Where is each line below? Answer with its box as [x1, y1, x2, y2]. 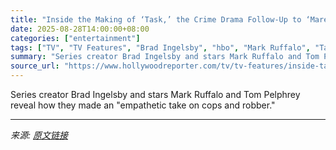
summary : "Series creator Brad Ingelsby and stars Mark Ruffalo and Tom [10, 52, 320, 62]
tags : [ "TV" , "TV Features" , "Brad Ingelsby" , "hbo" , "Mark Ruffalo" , [10, 42, 311, 53]
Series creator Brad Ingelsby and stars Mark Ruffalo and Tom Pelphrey [10, 89, 301, 100]
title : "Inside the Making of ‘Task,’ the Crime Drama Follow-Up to [10, 14, 302, 25]
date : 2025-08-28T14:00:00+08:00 [10, 24, 150, 34]
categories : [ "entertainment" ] [10, 33, 141, 43]
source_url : [10, 61, 60, 71]
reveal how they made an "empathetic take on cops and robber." [10, 99, 276, 111]
